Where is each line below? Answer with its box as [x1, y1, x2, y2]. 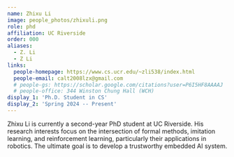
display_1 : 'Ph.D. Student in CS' [7, 94, 108, 101]
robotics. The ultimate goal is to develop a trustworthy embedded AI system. [7, 142, 228, 150]
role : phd [7, 23, 36, 30]
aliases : [7, 42, 33, 49]
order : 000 [7, 36, 39, 43]
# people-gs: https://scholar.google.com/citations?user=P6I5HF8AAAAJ [13, 81, 224, 88]
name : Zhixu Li [7, 10, 52, 17]
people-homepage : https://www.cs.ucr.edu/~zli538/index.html [13, 68, 196, 75]
